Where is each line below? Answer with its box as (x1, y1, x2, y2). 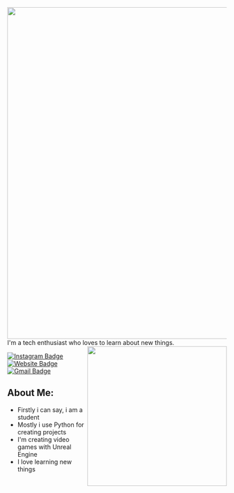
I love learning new (17, 457, 72, 466)
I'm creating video (17, 435, 70, 443)
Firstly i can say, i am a (17, 405, 84, 414)
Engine (17, 450, 38, 458)
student (17, 413, 40, 421)
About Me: (7, 387, 54, 399)
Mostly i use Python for (17, 420, 85, 429)
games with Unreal (17, 443, 72, 451)
